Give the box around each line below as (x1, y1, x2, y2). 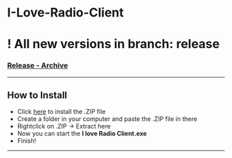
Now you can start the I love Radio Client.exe (17, 129, 147, 138)
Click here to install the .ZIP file (17, 108, 106, 116)
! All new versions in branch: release (7, 36, 220, 52)
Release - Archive (7, 60, 68, 70)
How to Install (7, 89, 68, 101)
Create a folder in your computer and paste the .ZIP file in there (17, 115, 197, 123)
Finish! (17, 137, 37, 145)
